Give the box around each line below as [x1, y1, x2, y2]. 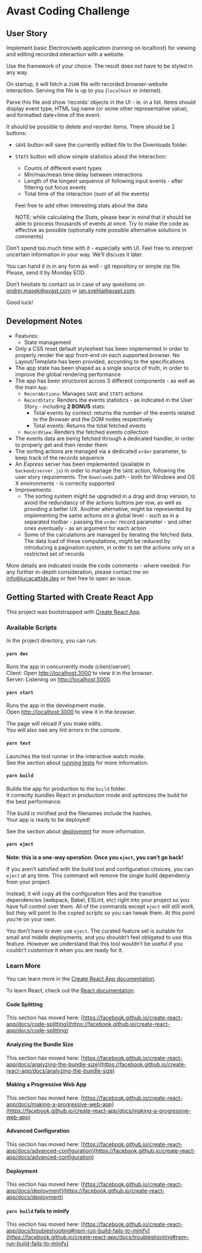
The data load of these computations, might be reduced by [24, 537, 171, 544]
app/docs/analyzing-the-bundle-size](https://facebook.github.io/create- [6, 1061, 187, 1068]
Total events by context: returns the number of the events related [33, 409, 195, 416]
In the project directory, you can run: [6, 636, 97, 644]
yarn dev [6, 650, 28, 657]
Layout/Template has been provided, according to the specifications [14, 358, 185, 365]
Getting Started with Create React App [6, 592, 154, 603]
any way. [6, 69, 29, 76]
